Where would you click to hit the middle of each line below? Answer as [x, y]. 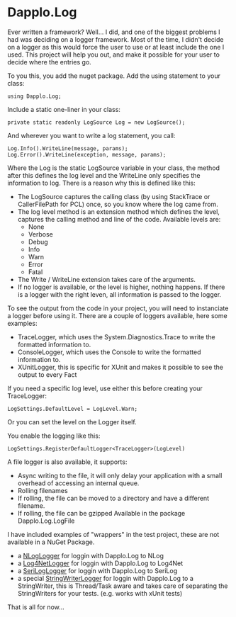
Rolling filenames [43, 490]
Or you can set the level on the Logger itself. [72, 421]
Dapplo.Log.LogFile [46, 521]
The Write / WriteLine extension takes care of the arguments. [107, 279]
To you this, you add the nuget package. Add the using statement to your [114, 76]
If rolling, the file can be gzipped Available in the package [101, 513]
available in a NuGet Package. [51, 542]
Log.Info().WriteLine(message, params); [68, 148]
